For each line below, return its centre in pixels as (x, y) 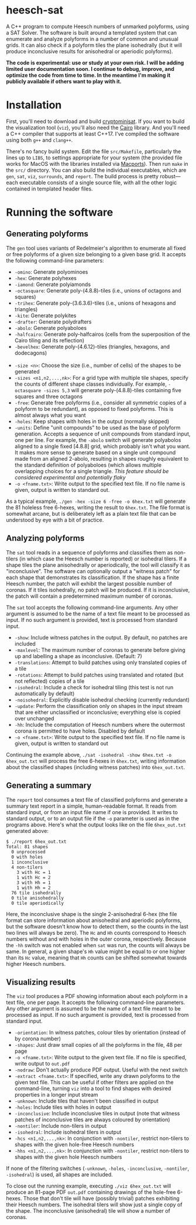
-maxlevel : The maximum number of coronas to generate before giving (100, 650)
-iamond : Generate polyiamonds (53, 284)
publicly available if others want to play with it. (64, 81)
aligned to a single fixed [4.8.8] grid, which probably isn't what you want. (102, 446)
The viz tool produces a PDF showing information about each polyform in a (97, 996)
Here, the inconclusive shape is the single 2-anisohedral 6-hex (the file (92, 914)
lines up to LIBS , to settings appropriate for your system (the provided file (94, 157)
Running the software (60, 212)
